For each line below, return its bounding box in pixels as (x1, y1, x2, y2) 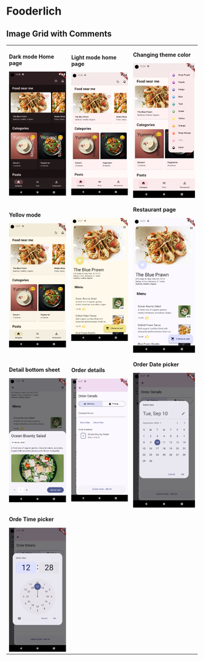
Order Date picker (132, 360, 179, 368)
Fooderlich (6, 4, 62, 18)
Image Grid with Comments (6, 29, 112, 39)
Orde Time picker (8, 516, 54, 523)
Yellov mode (8, 211, 41, 219)
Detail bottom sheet (8, 366, 60, 373)
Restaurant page (132, 206, 176, 213)
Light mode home (71, 54, 117, 61)
